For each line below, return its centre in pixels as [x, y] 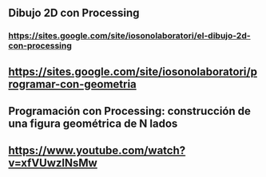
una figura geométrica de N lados [93, 124]
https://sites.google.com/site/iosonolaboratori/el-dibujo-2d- [129, 36]
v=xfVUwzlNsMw [53, 163]
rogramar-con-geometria [73, 84]
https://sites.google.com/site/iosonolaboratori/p [133, 71]
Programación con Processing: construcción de [130, 111]
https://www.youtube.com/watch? [97, 151]
